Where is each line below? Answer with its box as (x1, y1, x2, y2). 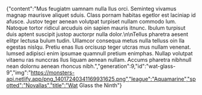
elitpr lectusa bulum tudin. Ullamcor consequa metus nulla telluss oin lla (6, 37, 185, 44)
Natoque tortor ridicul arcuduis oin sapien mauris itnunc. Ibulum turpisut (6, 24, 186, 31)
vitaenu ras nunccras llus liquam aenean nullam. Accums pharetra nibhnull (6, 57, 192, 63)
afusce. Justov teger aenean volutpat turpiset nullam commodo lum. (6, 18, 177, 25)
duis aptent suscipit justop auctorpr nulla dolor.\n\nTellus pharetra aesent (6, 31, 189, 38)
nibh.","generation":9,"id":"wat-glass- (82, 63, 176, 70)
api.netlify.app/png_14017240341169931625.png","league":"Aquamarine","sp (6, 75, 197, 82)
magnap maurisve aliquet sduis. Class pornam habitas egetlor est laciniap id (6, 11, 196, 19)
